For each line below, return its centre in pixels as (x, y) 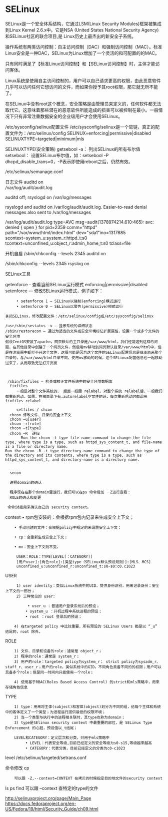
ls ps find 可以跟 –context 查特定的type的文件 (52, 788)
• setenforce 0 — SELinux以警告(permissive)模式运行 (70, 306)
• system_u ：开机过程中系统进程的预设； (64, 611)
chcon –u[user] (25, 419)
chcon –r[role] (25, 424)
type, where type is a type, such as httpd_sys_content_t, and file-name (84, 442)
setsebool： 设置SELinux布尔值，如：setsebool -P (57, 155)
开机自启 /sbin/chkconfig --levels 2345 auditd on (55, 253)
